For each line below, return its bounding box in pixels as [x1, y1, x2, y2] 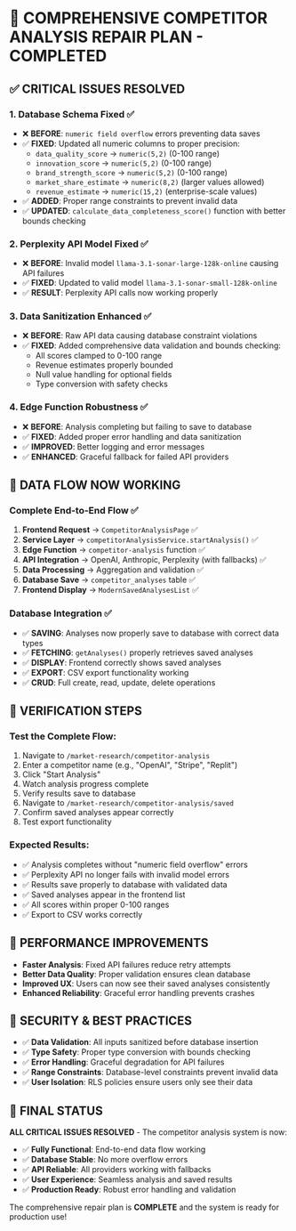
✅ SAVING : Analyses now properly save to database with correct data [21, 628, 280, 638]
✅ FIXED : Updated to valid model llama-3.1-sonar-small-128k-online [21, 278, 277, 288]
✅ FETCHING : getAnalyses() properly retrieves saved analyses [21, 647, 253, 658]
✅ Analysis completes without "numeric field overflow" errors [21, 859, 249, 870]
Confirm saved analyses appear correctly [21, 807, 174, 818]
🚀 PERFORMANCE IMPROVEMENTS [9, 935, 209, 951]
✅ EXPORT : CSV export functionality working [21, 667, 189, 677]
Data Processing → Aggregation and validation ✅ [21, 564, 204, 575]
